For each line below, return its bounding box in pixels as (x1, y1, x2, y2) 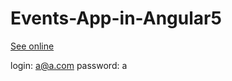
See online (10, 40, 55, 52)
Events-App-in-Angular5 (10, 7, 222, 30)
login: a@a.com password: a (10, 59, 128, 71)
